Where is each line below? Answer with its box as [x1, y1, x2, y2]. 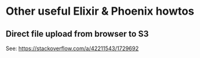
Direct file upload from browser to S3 [5, 29, 149, 39]
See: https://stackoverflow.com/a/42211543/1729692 [5, 45, 139, 52]
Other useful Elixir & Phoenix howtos [5, 4, 195, 18]
